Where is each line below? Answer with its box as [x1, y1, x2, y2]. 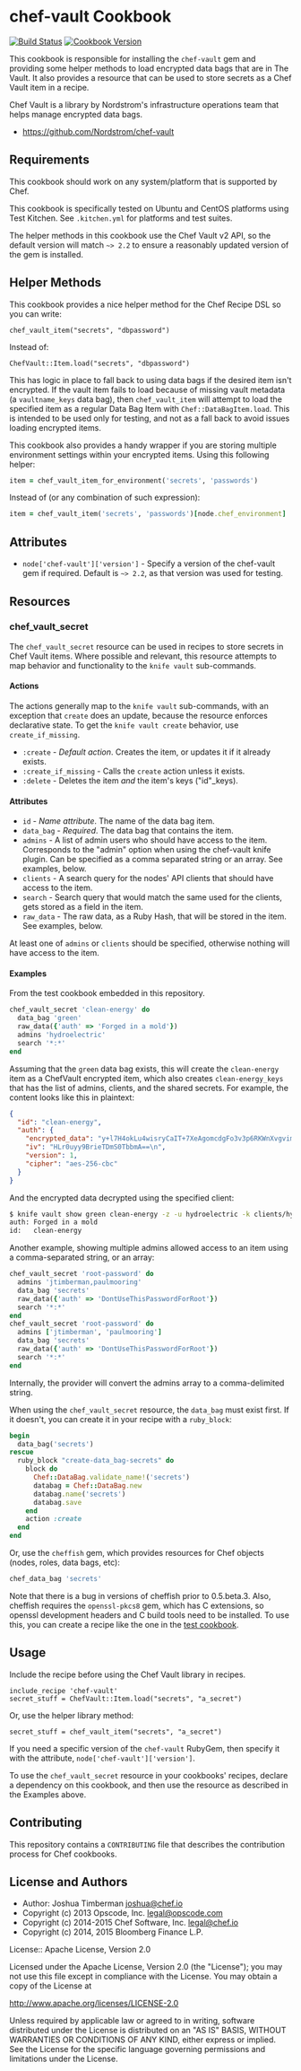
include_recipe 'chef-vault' [9, 1686, 118, 1695]
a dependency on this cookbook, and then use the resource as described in [9, 1779, 288, 1790]
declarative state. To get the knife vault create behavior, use [9, 720, 239, 730]
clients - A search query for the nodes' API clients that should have [21, 873, 274, 884]
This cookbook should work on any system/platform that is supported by [9, 176, 278, 187]
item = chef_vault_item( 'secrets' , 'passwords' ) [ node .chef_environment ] [9, 510, 287, 519]
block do [25, 1464, 58, 1473]
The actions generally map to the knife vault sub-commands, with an [9, 701, 269, 712]
